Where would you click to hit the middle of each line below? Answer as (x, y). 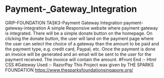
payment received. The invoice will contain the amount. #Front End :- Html (81, 59)
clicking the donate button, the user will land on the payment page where (80, 39)
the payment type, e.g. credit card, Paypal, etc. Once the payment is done (80, 49)
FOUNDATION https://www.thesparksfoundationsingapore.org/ (69, 70)
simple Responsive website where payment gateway (104, 28)
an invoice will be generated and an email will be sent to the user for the (78, 54)
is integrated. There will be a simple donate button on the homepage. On (79, 33)
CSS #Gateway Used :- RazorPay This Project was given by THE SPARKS (80, 65)
